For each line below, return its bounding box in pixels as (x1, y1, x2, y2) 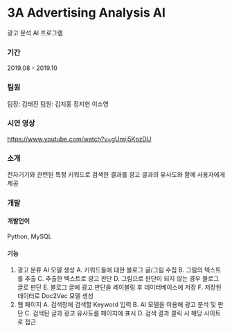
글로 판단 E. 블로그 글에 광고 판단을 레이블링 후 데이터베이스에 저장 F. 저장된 (17, 283, 222, 292)
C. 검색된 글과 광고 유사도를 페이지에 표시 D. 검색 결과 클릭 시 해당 (24, 309, 203, 317)
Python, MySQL (7, 232, 52, 241)
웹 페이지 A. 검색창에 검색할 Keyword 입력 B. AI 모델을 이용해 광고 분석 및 (17, 300, 217, 309)
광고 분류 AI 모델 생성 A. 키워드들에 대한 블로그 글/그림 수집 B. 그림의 (17, 265, 203, 274)
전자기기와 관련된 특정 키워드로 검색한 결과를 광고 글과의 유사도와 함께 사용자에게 (7, 171, 226, 179)
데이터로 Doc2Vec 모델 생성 (17, 292, 93, 300)
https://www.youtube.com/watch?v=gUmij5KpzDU (7, 134, 152, 143)
